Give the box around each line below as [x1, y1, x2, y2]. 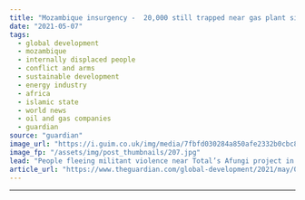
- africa [17, 89, 51, 98]
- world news [17, 106, 67, 115]
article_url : [9, 165, 59, 174]
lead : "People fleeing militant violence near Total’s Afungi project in [9, 156, 295, 166]
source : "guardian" [9, 131, 84, 140]
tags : [9, 30, 30, 39]
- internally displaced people [17, 55, 136, 64]
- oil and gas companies [17, 114, 112, 123]
